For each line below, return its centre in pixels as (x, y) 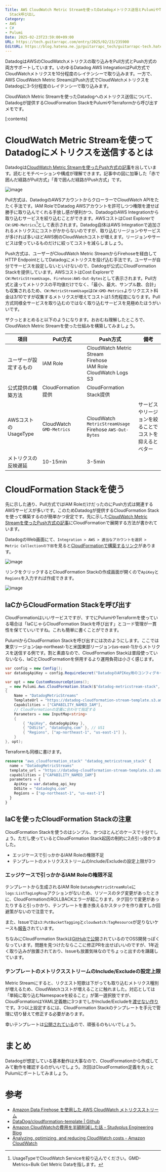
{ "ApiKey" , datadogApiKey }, (54, 723)
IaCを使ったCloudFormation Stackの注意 (68, 819)
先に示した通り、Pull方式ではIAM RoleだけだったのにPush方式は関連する (79, 504)
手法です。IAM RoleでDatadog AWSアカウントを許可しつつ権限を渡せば (86, 206)
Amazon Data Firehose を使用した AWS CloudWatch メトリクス (77, 1110)
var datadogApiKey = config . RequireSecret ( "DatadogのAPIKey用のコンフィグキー (84, 673)
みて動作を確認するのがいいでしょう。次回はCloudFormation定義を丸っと (80, 1067)
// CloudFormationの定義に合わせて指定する (55, 709)
